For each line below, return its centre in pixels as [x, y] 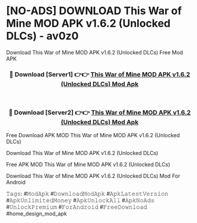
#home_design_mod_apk [36, 214]
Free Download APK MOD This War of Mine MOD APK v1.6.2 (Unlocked [93, 135]
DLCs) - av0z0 [42, 36]
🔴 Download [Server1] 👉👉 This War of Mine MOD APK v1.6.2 [100, 74]
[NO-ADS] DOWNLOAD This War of [94, 11]
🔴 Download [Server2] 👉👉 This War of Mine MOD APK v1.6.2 [100, 112]
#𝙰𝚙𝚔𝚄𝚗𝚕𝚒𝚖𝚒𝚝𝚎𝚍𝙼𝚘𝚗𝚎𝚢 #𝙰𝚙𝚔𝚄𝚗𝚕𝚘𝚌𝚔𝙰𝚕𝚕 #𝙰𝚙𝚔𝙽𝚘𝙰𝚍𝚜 [80, 200]
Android [16, 182]
